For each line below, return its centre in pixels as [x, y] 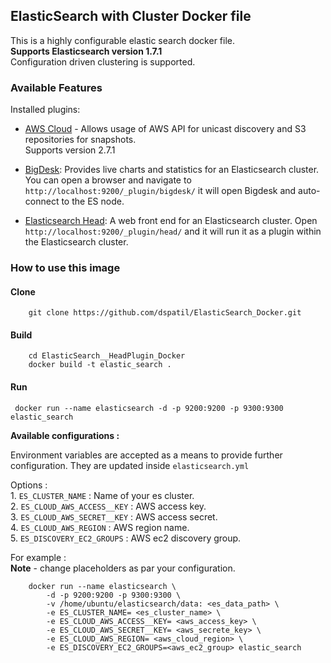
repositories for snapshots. [80, 140]
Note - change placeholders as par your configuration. [123, 568]
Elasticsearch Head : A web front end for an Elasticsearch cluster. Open [171, 221]
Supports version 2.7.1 [70, 150]
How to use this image [65, 268]
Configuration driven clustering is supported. [103, 61]
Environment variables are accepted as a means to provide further [146, 455]
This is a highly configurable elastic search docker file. [123, 40]
